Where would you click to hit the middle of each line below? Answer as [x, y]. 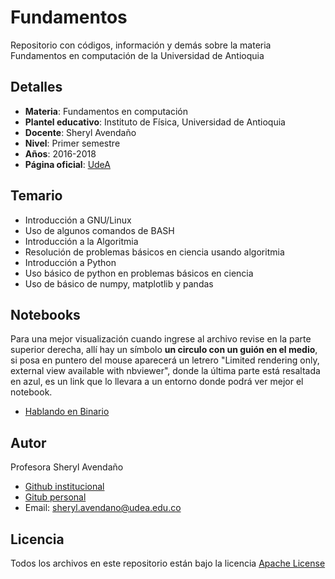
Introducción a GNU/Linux [78, 220]
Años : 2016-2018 [60, 153]
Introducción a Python [70, 262]
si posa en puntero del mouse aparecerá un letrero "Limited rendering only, [165, 360]
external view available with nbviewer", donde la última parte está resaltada [165, 371]
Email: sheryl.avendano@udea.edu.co [103, 508]
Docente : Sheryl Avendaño [80, 132]
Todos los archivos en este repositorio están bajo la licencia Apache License [168, 563]
